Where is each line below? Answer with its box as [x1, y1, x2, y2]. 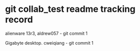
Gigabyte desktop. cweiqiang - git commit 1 [5, 40, 93, 46]
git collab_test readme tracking [5, 3, 136, 15]
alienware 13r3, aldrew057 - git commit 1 [5, 30, 88, 36]
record [5, 14, 33, 25]
